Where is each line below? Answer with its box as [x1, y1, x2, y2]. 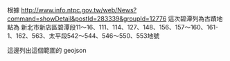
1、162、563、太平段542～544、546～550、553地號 [7, 32, 160, 40]
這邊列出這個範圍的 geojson [7, 47, 87, 54]
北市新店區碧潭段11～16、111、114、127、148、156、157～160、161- [26, 23, 219, 31]
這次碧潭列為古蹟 [168, 14, 217, 23]
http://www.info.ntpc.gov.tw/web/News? [20, 6, 137, 14]
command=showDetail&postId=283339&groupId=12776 [7, 14, 167, 23]
